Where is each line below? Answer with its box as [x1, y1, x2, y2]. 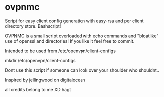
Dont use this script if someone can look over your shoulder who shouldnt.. [5, 67, 159, 73]
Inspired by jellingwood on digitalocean [5, 77, 85, 83]
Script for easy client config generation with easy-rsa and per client [5, 18, 144, 24]
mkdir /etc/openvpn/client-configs [5, 57, 76, 63]
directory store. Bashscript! [5, 23, 61, 29]
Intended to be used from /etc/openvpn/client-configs [5, 48, 116, 54]
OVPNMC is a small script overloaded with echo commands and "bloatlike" [5, 33, 159, 39]
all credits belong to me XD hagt [5, 86, 71, 92]
